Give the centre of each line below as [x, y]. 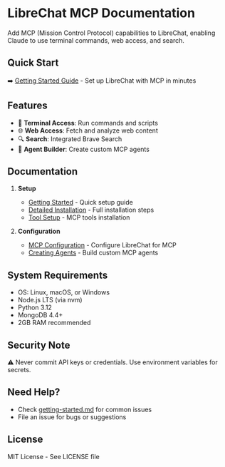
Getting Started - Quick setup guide [80, 202]
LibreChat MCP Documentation [101, 13]
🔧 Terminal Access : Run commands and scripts [88, 123]
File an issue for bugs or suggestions [72, 417]
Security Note [39, 345]
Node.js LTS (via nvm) [50, 300]
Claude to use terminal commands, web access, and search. [96, 40]
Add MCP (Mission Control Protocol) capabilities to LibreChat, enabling [111, 33]
